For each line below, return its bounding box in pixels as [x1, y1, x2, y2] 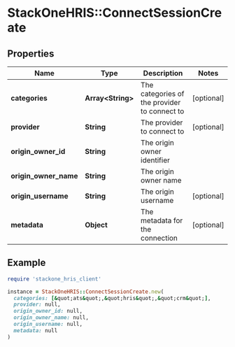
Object [85, 220, 108, 229]
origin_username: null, [13, 320, 83, 328]
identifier [141, 155, 170, 165]
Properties [7, 48, 55, 59]
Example [7, 257, 46, 269]
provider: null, [13, 301, 61, 309]
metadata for [141, 215, 183, 225]
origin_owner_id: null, [13, 308, 83, 315]
